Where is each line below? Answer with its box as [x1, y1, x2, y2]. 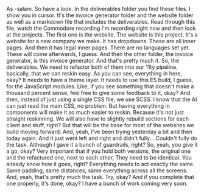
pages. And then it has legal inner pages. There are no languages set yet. [6, 44, 191, 51]
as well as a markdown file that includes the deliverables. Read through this [6, 18, 195, 25]
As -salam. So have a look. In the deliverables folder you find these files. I [6, 5, 191, 12]
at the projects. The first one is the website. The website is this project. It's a [6, 31, 198, 38]
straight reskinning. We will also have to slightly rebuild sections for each [6, 115, 189, 122]
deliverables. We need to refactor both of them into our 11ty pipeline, [6, 63, 178, 71]
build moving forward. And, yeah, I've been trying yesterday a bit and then [6, 128, 193, 135]
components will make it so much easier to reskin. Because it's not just [6, 109, 185, 116]
